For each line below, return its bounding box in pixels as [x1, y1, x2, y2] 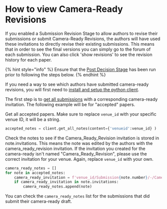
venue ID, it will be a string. [5, 116, 61, 122]
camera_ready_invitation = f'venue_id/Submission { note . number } [14, 175, 148, 180]
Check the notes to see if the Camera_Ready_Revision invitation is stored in [5, 135, 159, 141]
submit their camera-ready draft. [5, 199, 72, 205]
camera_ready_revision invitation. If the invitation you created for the [5, 145, 146, 151]
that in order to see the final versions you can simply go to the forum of [5, 46, 151, 52]
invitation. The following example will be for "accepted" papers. [5, 101, 136, 107]
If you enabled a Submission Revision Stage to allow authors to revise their [5, 30, 158, 36]
